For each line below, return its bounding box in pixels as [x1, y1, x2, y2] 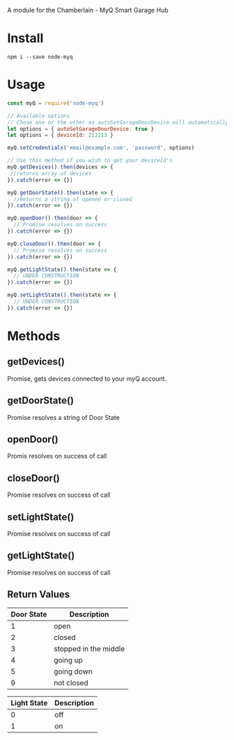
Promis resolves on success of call [7, 452, 107, 460]
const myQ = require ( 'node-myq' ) [7, 99, 104, 107]
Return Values [7, 588, 70, 600]
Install [7, 31, 44, 46]
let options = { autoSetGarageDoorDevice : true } [7, 125, 155, 132]
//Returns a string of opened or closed [13, 196, 132, 203]
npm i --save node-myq [7, 53, 73, 60]
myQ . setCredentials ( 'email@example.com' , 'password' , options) [7, 145, 195, 152]
